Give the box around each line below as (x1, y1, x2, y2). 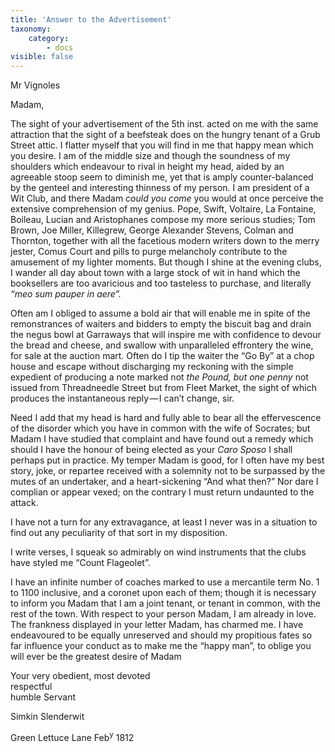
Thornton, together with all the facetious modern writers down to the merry (10, 235, 320, 247)
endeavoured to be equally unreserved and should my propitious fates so (10, 629, 313, 641)
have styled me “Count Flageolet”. (10, 557, 151, 569)
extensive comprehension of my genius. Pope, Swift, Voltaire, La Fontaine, (10, 203, 317, 215)
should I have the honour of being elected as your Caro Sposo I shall (10, 444, 293, 456)
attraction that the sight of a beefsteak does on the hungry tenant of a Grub (10, 129, 321, 141)
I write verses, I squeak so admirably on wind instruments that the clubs (10, 546, 307, 558)
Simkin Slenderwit (10, 711, 85, 723)
